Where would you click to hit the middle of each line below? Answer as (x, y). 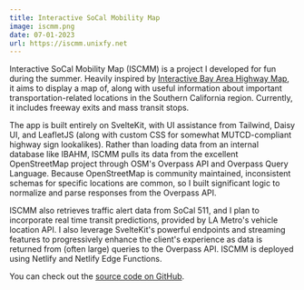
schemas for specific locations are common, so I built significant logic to (145, 184)
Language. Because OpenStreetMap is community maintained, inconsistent (150, 174)
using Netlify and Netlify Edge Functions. (86, 259)
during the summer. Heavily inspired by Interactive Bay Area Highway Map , (150, 79)
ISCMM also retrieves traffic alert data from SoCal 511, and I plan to (135, 211)
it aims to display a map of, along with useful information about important (146, 88)
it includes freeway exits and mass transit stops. (99, 108)
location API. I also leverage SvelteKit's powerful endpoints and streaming (147, 230)
